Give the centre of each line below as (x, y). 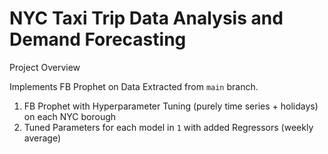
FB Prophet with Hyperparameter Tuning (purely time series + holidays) (171, 106)
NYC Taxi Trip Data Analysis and (146, 18)
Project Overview (45, 67)
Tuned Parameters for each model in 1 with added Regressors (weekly (168, 127)
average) (42, 138)
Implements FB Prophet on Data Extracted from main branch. (134, 86)
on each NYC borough (70, 116)
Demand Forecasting (98, 39)
